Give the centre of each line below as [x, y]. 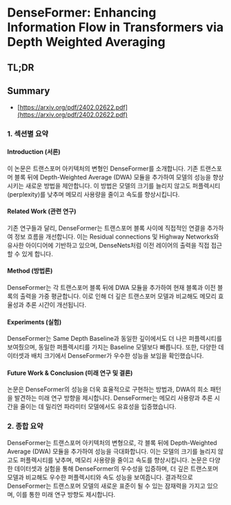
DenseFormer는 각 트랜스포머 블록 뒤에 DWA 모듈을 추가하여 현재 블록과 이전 [111, 287]
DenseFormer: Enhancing [82, 13]
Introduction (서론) [34, 151]
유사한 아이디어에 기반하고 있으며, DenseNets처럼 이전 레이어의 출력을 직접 [108, 245]
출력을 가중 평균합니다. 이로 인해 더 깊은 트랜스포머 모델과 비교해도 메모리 [118, 296]
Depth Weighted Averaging [86, 42]
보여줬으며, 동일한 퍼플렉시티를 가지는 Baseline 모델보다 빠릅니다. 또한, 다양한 [112, 347]
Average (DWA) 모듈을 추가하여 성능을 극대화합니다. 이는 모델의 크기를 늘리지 [112, 451]
